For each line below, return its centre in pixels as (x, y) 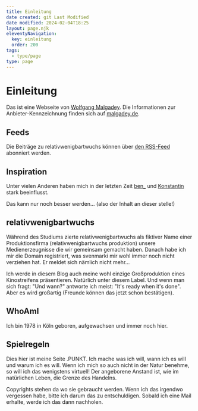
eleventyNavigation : (32, 34)
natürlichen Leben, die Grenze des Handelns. (62, 378)
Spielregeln (28, 345)
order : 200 (25, 45)
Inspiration (27, 172)
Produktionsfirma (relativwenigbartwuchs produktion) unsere (81, 243)
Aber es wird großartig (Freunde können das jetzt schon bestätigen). (90, 293)
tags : (13, 51)
